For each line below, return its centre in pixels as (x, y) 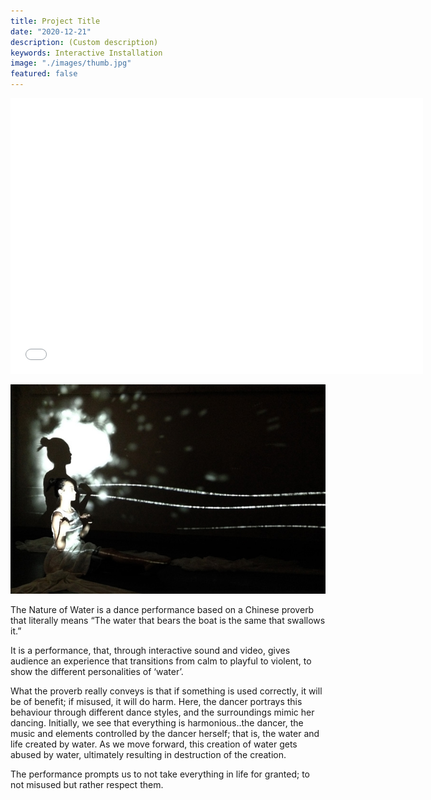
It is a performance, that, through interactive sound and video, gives (150, 651)
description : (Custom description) (84, 42)
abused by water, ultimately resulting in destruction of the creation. (148, 755)
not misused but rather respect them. (87, 785)
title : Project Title (55, 21)
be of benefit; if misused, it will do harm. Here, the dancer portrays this (156, 702)
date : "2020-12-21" (51, 31)
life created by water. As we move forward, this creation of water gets (154, 744)
